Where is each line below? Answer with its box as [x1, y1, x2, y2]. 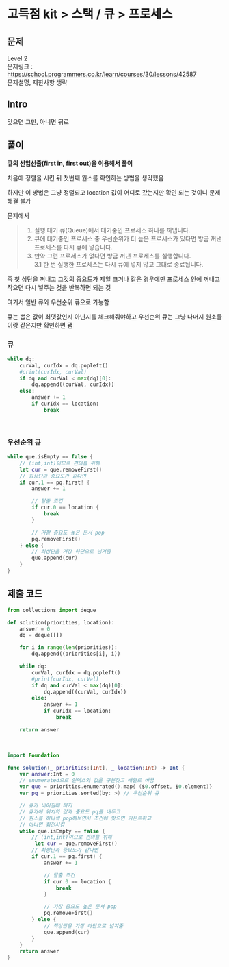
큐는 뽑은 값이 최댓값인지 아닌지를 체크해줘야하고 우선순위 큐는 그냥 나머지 [7, 313, 204, 321]
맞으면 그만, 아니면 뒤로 [7, 117, 70, 125]
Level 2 [7, 54, 28, 62]
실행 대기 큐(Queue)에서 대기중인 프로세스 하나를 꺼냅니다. [33, 225, 191, 234]
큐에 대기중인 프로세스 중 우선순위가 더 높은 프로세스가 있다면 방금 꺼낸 [33, 234, 222, 243]
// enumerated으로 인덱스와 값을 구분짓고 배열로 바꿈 [19, 777, 154, 784]
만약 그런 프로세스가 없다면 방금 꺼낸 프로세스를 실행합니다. [33, 252, 191, 260]
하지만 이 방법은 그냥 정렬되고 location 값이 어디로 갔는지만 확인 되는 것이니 [7, 188, 208, 196]
